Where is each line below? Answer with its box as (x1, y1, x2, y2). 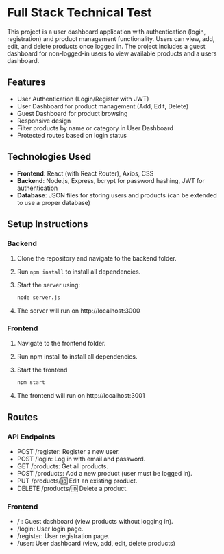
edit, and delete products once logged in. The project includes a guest (7, 42, 206, 50)
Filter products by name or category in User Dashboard (16, 123, 173, 132)
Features (7, 77, 46, 88)
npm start (16, 379, 46, 386)
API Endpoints (7, 432, 55, 442)
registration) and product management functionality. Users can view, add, (7, 34, 215, 43)
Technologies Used (7, 151, 91, 162)
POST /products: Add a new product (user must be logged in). (16, 469, 193, 477)
